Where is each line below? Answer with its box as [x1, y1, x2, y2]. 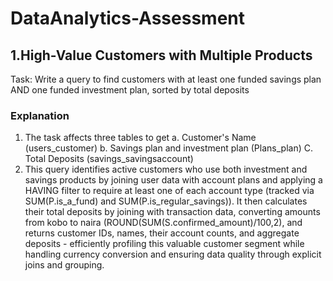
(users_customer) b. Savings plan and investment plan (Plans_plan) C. [24, 142, 313, 154]
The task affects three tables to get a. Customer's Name [24, 132, 257, 144]
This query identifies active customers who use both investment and [24, 163, 308, 176]
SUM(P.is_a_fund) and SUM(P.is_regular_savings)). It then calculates [24, 195, 308, 207]
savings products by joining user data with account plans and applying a [24, 174, 323, 186]
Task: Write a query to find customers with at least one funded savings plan [10, 73, 322, 85]
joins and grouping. [24, 259, 105, 271]
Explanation [10, 108, 70, 122]
